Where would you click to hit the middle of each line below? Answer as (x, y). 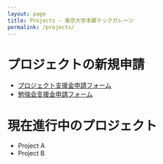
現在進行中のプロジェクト (83, 126)
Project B (31, 153)
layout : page (27, 14)
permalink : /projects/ (41, 27)
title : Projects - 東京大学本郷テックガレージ (70, 21)
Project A (31, 146)
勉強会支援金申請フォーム (55, 94)
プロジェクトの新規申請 (76, 64)
